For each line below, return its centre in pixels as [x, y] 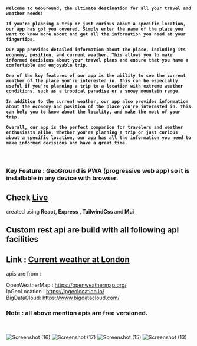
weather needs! [25, 13]
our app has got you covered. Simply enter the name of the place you [95, 29]
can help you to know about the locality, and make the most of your [93, 112]
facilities [22, 239]
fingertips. [21, 39]
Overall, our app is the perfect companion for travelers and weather [95, 127]
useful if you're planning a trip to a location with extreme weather [95, 86]
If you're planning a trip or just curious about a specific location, [96, 24]
